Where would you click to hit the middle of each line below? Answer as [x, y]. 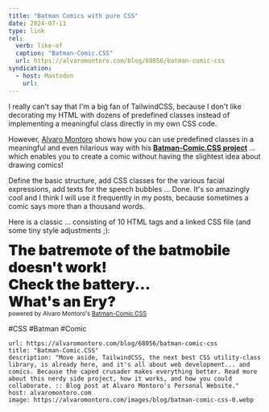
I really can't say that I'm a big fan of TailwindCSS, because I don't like [125, 106]
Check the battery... [79, 284]
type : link [27, 31]
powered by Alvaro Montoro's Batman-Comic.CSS [78, 314]
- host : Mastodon [45, 76]
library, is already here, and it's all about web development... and [129, 364]
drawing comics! [36, 164]
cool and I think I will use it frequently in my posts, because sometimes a [128, 198]
